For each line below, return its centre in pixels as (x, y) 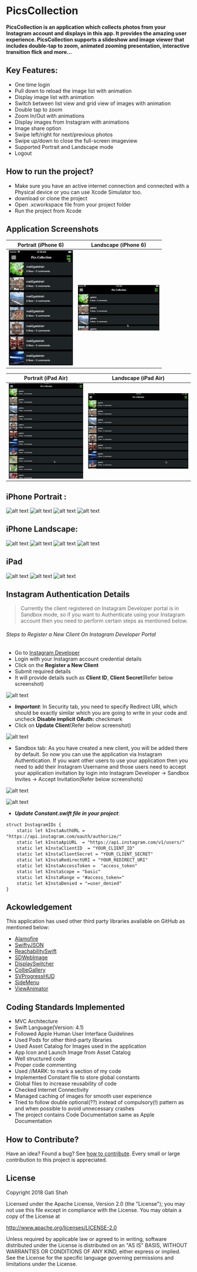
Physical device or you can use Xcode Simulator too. (78, 192)
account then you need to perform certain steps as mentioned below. (104, 621)
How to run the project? (50, 172)
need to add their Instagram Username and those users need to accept (100, 766)
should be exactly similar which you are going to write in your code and (101, 713)
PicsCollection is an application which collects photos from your (86, 27)
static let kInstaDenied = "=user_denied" (69, 883)
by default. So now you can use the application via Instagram (88, 754)
